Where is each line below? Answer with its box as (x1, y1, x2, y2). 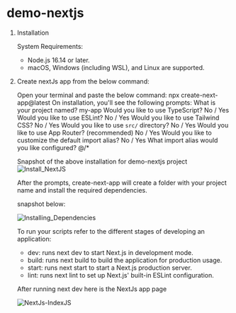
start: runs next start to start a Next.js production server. (27, 263, 192, 272)
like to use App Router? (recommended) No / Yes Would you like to (16, 128, 212, 137)
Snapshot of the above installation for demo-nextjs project (16, 157, 188, 166)
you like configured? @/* (16, 143, 90, 152)
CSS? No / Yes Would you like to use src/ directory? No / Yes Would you (16, 120, 229, 129)
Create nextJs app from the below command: (16, 76, 150, 86)
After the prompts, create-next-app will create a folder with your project (16, 178, 227, 187)
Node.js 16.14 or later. (27, 55, 90, 64)
